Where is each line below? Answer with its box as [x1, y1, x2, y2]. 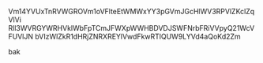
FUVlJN [8, 31, 34, 41]
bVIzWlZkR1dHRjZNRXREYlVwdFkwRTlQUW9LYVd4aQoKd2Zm [35, 31, 241, 41]
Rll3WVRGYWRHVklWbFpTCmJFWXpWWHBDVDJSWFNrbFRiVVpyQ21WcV [8, 24, 255, 32]
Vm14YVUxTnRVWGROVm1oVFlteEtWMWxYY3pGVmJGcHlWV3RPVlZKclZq [8, 7, 255, 16]
